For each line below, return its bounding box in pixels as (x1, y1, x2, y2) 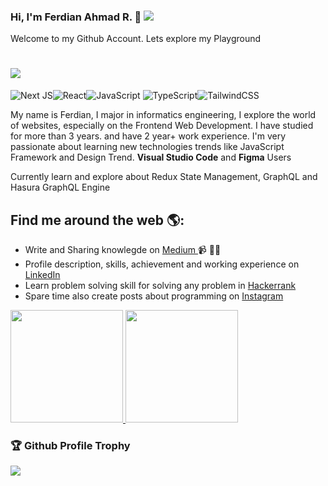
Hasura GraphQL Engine (10, 181, 111, 194)
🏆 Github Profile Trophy (10, 438, 131, 452)
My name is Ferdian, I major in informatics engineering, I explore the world (10, 109, 317, 121)
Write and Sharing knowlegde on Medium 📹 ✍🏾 (24, 244, 222, 256)
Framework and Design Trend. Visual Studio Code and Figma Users (10, 151, 292, 164)
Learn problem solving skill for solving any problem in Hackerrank (24, 280, 297, 292)
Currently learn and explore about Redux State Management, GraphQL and (10, 171, 318, 183)
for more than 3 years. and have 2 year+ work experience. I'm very (10, 130, 287, 142)
